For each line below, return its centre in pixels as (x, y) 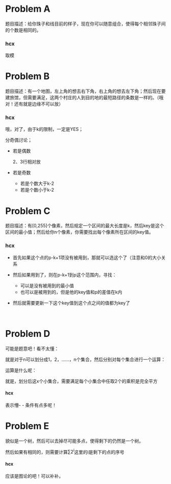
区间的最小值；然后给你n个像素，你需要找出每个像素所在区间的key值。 (79, 232)
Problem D (28, 333)
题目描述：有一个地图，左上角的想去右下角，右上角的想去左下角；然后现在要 (85, 91)
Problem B (27, 76)
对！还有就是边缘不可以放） (34, 104)
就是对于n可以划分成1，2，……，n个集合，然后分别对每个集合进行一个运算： (85, 359)
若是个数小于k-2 (37, 190)
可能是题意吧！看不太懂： (32, 349)
